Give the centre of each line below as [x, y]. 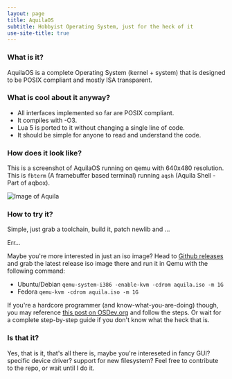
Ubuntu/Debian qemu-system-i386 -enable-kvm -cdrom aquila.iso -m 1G [120, 285]
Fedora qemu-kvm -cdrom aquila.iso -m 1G [78, 292]
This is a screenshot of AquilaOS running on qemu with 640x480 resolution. [116, 168]
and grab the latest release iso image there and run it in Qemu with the [108, 264]
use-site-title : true [38, 33]
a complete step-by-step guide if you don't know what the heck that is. [108, 320]
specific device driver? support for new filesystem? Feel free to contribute [113, 360]
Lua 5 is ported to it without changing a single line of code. [101, 127]
